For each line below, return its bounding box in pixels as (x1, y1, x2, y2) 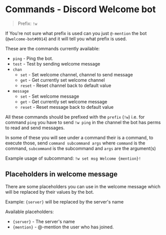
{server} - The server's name (12, 218, 75, 224)
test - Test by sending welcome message (12, 61, 101, 67)
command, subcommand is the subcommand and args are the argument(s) (5, 145, 156, 151)
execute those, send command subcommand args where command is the (5, 140, 146, 146)
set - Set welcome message (20, 93, 80, 99)
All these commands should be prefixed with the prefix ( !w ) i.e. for (5, 113, 145, 120)
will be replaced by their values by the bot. (5, 189, 94, 195)
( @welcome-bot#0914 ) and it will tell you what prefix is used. (5, 36, 127, 42)
